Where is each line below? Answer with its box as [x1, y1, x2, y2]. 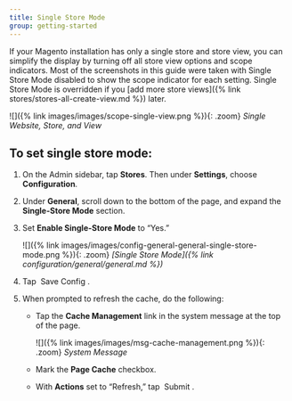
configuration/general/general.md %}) [21, 259, 164, 270]
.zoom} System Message [35, 347, 127, 357]
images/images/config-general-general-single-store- [61, 240, 257, 250]
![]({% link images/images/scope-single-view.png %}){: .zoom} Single [9, 110, 266, 121]
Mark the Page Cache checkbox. [35, 364, 157, 375]
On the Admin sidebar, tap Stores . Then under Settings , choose [21, 169, 258, 180]
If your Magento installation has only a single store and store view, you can [9, 45, 283, 56]
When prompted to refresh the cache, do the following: [21, 293, 224, 304]
